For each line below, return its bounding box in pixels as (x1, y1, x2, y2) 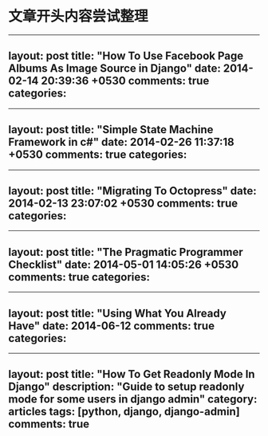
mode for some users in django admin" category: (8, 392, 258, 407)
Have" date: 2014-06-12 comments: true (8, 319, 215, 332)
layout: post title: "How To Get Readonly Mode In (8, 367, 255, 381)
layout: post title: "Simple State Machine (8, 123, 214, 136)
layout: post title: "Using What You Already (8, 306, 227, 320)
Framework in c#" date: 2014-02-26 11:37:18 (8, 136, 235, 149)
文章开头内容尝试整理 (8, 7, 149, 26)
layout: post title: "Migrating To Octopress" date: (8, 184, 257, 198)
